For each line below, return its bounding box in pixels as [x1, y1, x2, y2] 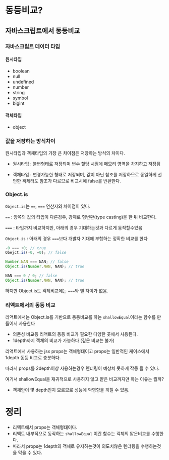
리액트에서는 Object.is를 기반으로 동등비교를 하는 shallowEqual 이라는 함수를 [5, 314, 156, 320]
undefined [12, 79, 34, 85]
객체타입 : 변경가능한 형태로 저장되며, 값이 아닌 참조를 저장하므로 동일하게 [12, 172, 157, 178]
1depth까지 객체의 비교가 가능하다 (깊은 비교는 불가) [12, 337, 115, 343]
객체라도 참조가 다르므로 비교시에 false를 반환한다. [22, 178, 121, 184]
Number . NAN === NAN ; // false [5, 259, 69, 264]
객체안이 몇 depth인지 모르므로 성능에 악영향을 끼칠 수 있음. [12, 387, 130, 393]
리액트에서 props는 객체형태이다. [12, 424, 78, 430]
